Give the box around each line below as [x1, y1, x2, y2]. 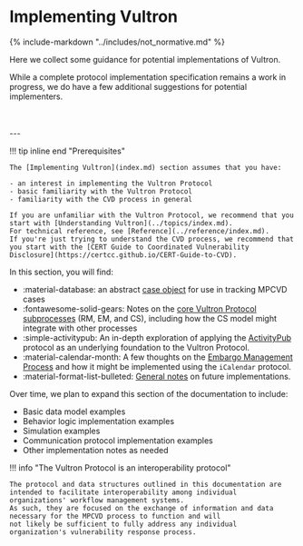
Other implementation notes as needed [22, 444, 169, 455]
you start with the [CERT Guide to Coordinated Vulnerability [9, 243, 249, 252]
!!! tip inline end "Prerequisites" [9, 145, 125, 156]
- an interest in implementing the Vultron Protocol [9, 179, 213, 188]
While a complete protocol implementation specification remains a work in [9, 71, 287, 83]
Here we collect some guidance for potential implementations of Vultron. [9, 54, 281, 65]
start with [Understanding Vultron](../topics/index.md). [9, 218, 233, 228]
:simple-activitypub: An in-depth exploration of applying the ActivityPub [22, 332, 292, 342]
